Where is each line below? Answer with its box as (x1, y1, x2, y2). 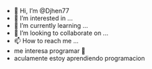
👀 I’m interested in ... (13, 14, 73, 22)
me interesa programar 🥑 (13, 47, 86, 55)
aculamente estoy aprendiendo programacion (13, 54, 145, 62)
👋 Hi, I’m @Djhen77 (13, 7, 70, 15)
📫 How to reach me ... (13, 37, 79, 45)
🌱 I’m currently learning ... (13, 22, 89, 29)
